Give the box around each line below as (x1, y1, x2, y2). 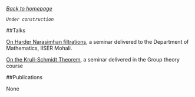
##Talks (6, 27, 26, 34)
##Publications (6, 74, 43, 80)
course (6, 62, 24, 69)
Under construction (6, 17, 54, 22)
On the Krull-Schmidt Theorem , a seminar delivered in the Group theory (6, 56, 180, 63)
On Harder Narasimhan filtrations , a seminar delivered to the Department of (6, 38, 189, 45)
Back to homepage (6, 5, 53, 12)
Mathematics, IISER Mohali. (6, 44, 72, 51)
